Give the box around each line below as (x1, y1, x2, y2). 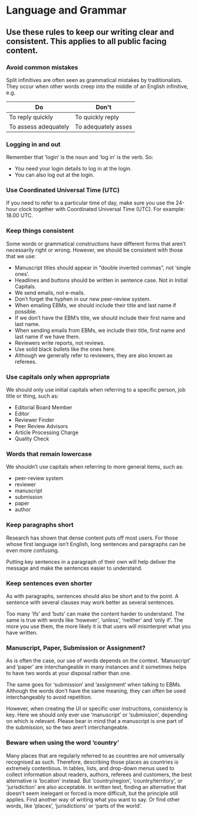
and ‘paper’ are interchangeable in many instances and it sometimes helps (6, 663, 187, 671)
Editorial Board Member (14, 404, 72, 411)
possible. (14, 308, 37, 315)
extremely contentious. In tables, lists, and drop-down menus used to (6, 764, 175, 771)
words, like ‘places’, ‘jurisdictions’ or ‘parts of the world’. (6, 802, 143, 809)
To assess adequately (9, 122, 70, 130)
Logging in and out (6, 140, 61, 148)
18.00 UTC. (6, 212, 34, 219)
